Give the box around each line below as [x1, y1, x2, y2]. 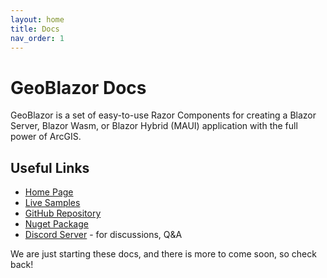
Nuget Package [24, 218, 89, 230]
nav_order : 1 [10, 33, 65, 43]
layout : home [10, 14, 65, 25]
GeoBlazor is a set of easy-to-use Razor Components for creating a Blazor [10, 109, 317, 121]
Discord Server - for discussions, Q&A [24, 229, 183, 241]
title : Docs [10, 24, 60, 34]
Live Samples [24, 197, 81, 209]
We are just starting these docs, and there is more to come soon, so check [10, 248, 317, 260]
